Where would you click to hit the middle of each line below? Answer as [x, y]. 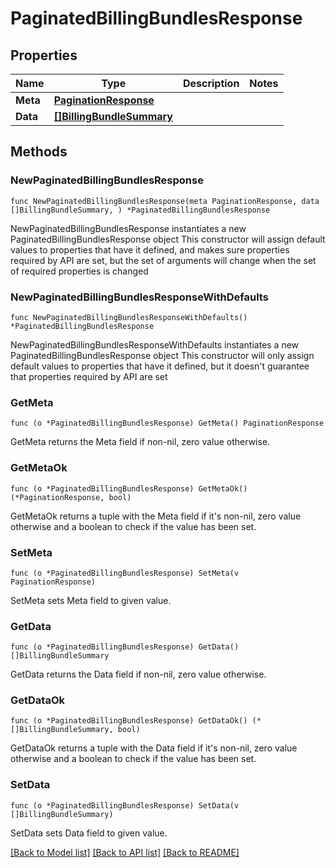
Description [211, 83]
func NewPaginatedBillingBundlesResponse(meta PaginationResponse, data [165, 201]
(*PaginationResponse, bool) [71, 497]
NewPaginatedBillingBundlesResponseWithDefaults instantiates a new [155, 344]
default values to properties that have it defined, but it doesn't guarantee [160, 366]
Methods [39, 152]
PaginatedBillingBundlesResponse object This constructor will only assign [162, 355]
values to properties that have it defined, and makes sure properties [150, 249]
